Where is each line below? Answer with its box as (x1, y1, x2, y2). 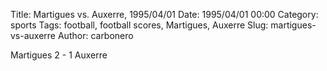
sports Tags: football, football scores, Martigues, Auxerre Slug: (10, 19, 269, 31)
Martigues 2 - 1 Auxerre (10, 49, 108, 61)
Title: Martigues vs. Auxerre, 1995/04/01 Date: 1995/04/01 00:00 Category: (10, 9, 319, 20)
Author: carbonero (57, 30, 134, 41)
